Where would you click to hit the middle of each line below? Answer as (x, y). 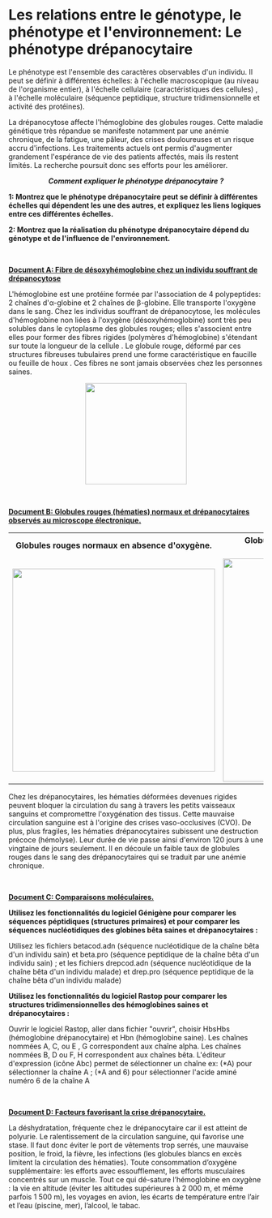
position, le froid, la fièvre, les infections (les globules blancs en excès (125, 1153)
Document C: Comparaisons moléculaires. (81, 897)
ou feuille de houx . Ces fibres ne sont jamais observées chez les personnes (136, 363)
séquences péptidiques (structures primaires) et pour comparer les (124, 921)
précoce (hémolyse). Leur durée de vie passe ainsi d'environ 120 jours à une (136, 839)
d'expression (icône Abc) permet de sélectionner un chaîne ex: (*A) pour (130, 1063)
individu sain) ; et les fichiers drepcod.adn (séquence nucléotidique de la (130, 962)
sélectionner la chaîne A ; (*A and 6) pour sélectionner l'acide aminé (123, 1072)
